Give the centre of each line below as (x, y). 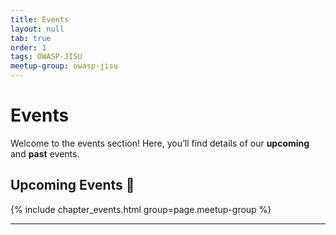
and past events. (45, 153)
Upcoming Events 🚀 (72, 185)
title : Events (40, 19)
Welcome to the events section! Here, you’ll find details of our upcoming (160, 143)
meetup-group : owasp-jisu (64, 66)
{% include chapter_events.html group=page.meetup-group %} (141, 209)
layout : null (37, 29)
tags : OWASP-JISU (46, 57)
